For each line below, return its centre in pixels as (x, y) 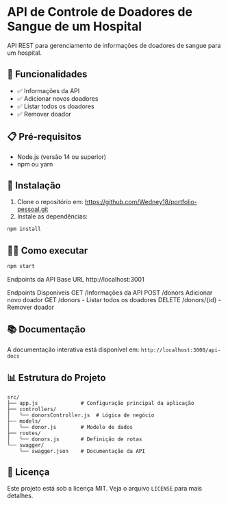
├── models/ (24, 421)
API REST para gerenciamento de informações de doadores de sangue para (114, 45)
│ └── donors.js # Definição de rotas (75, 439)
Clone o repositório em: (50, 202)
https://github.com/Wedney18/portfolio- (141, 202)
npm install (24, 229)
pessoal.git (33, 209)
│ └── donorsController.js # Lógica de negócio (81, 415)
